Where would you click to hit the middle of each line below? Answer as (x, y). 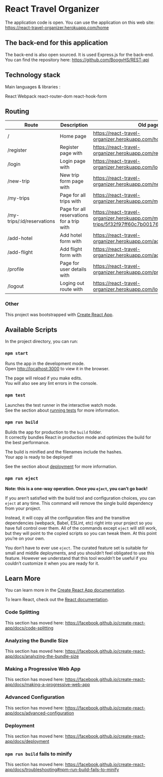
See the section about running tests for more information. (62, 410)
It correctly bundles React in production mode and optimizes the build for (78, 437)
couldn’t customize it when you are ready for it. (52, 563)
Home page (73, 136)
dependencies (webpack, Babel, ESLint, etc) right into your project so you (79, 523)
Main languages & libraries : (33, 86)
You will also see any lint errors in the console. (51, 383)
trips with (71, 201)
